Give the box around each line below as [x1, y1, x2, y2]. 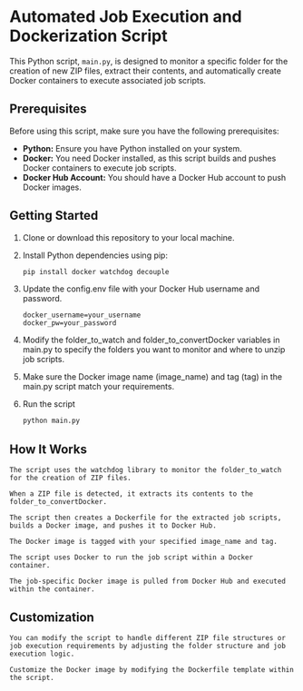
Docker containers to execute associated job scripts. [9, 74, 207, 85]
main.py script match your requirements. [22, 381, 175, 392]
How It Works [9, 441, 88, 457]
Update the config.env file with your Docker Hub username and [22, 283, 260, 294]
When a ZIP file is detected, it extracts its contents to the [9, 489, 254, 499]
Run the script [22, 399, 75, 410]
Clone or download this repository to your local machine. [22, 232, 235, 242]
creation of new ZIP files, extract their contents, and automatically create [9, 65, 281, 76]
